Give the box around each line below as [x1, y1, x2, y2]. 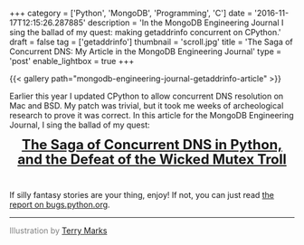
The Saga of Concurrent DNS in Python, [21, 136, 283, 153]
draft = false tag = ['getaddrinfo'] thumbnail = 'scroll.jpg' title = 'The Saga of [9, 36, 294, 47]
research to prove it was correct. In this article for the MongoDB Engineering [9, 110, 294, 120]
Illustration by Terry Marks [9, 225, 108, 236]
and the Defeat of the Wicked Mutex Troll [17, 151, 287, 168]
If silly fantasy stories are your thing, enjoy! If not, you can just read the [9, 190, 274, 201]
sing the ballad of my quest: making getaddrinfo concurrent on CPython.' [9, 27, 282, 37]
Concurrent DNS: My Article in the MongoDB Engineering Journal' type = [9, 46, 282, 57]
